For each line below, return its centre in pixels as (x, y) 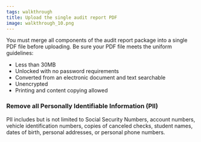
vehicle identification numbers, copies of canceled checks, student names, (100, 126)
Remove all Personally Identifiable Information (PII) (82, 106)
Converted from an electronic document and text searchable (90, 78)
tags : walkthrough (29, 12)
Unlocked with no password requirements (67, 71)
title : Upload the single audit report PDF (62, 18)
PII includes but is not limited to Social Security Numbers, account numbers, (101, 119)
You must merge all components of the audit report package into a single (97, 40)
